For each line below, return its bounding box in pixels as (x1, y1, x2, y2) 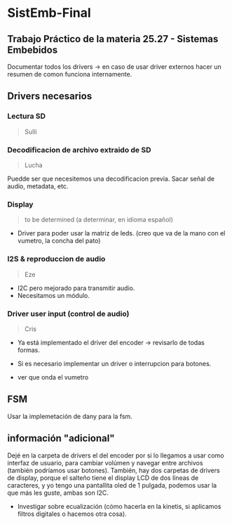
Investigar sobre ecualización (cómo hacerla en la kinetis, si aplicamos (17, 502, 221, 510)
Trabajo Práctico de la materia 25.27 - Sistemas (7, 33, 219, 45)
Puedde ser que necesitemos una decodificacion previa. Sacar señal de (7, 174, 215, 183)
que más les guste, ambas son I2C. (7, 488, 109, 497)
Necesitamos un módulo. (17, 291, 90, 299)
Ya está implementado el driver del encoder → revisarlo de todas (17, 338, 205, 346)
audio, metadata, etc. (7, 181, 69, 190)
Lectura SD (7, 111, 46, 121)
